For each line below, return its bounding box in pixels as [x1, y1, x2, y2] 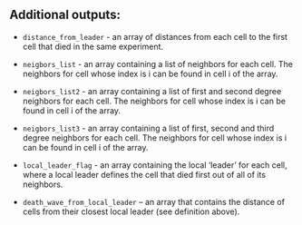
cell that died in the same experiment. [22, 41, 164, 52]
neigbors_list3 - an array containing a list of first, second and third [22, 122, 275, 133]
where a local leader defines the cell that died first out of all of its [22, 169, 266, 180]
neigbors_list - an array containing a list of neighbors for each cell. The [22, 58, 293, 69]
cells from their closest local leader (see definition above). [22, 206, 240, 217]
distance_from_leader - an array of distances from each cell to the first [22, 31, 288, 42]
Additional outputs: [9, 7, 121, 23]
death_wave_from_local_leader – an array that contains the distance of [22, 196, 286, 207]
